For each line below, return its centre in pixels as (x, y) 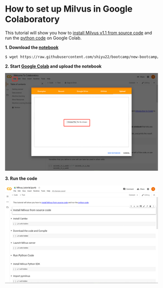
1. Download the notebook (32, 47)
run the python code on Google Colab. (43, 38)
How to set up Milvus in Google (69, 9)
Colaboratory (32, 19)
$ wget (12, 57)
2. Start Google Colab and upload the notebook (53, 66)
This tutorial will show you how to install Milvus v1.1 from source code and (79, 33)
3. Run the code (21, 179)
